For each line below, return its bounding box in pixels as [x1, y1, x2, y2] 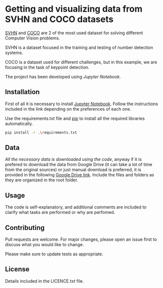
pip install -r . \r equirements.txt [5, 130, 77, 135]
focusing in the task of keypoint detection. [5, 64, 90, 70]
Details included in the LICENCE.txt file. [5, 278, 84, 284]
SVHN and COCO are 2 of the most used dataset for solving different [5, 30, 144, 36]
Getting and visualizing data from [5, 3, 143, 15]
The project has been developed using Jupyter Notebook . [5, 74, 121, 79]
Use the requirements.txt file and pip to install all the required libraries [5, 115, 145, 121]
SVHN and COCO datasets [5, 14, 113, 25]
